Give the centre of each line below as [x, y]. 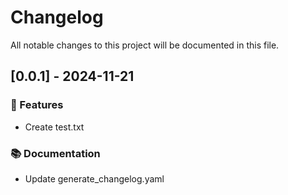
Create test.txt [54, 127]
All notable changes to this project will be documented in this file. [145, 45]
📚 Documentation [55, 153]
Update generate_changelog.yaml [94, 178]
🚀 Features [37, 105]
